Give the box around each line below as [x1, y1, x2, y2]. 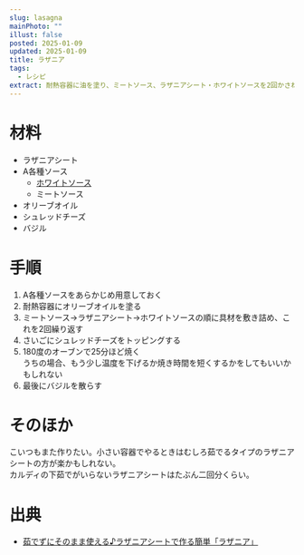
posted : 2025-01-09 [9, 38, 83, 48]
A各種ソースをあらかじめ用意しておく [22, 289, 163, 300]
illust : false [9, 30, 63, 39]
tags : [9, 64, 30, 73]
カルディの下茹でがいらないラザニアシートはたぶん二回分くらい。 [9, 469, 255, 481]
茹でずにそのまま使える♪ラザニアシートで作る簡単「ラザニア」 [22, 536, 259, 547]
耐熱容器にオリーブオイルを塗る [22, 300, 142, 311]
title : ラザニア [9, 55, 65, 64]
